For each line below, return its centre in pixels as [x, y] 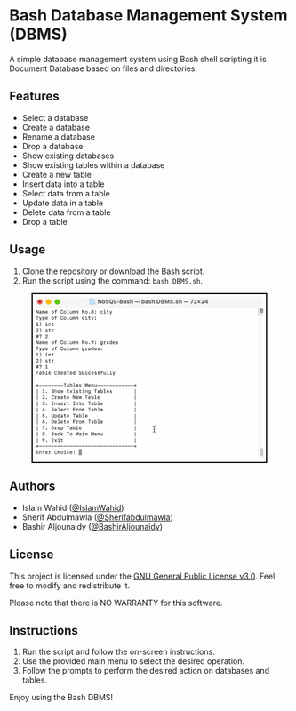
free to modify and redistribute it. [70, 585]
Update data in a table [63, 203]
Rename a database [59, 136]
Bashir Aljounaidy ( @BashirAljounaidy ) [92, 526]
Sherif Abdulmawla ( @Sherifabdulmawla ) [97, 517]
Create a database [56, 127]
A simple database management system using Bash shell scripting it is [138, 59]
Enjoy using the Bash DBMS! [61, 698]
